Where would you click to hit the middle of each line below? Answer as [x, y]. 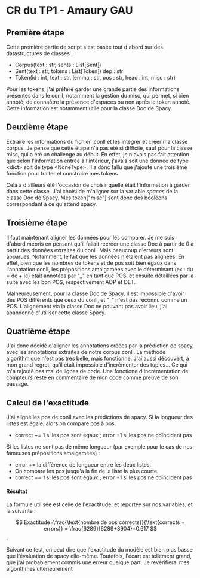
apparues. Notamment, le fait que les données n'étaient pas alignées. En [96, 256]
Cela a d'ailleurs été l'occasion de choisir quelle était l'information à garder [98, 185]
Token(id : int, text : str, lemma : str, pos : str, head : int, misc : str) [95, 78]
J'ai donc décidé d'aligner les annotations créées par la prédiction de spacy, [100, 346]
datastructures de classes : [40, 53]
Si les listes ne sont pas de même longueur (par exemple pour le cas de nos [99, 447]
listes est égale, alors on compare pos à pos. [61, 423]
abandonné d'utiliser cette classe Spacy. [56, 313]
